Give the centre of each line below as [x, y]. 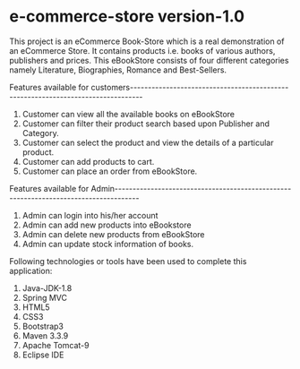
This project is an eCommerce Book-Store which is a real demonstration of [147, 41]
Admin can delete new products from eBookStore [113, 234]
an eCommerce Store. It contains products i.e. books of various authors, [142, 50]
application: [31, 270]
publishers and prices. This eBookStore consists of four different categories [149, 60]
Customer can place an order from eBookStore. [110, 171]
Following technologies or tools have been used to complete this [128, 261]
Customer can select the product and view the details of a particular [148, 142]
